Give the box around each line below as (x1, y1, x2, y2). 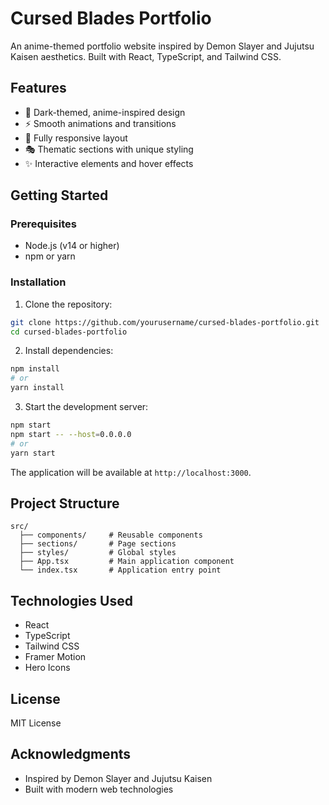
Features (10, 80, 67, 97)
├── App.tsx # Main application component (19, 557, 235, 567)
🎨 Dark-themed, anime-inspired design (24, 106, 186, 118)
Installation (10, 275, 67, 289)
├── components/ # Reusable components (19, 530, 203, 541)
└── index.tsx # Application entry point (19, 565, 222, 576)
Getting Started (10, 187, 109, 204)
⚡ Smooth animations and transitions (24, 117, 177, 129)
